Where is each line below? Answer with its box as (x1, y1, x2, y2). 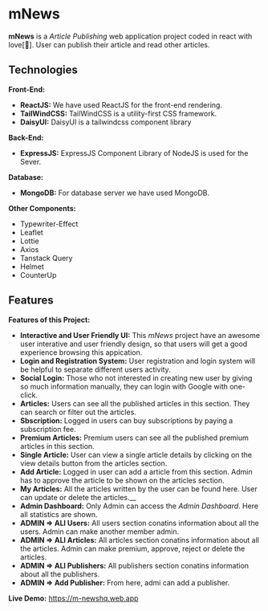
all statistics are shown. (19, 509, 98, 519)
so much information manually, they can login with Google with (19, 381, 229, 391)
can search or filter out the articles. (19, 407, 136, 417)
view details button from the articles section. (19, 458, 168, 468)
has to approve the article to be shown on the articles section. (19, 475, 225, 485)
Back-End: (8, 132, 44, 142)
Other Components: (8, 203, 76, 213)
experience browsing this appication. (19, 347, 143, 357)
